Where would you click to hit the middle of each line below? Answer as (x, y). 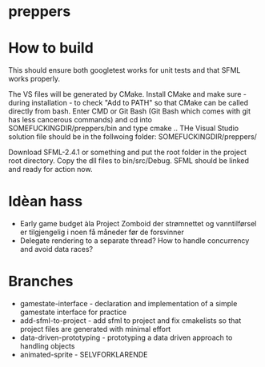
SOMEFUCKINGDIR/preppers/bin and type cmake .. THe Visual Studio (123, 128)
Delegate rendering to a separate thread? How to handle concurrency (135, 241)
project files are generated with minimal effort (95, 329)
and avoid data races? (56, 249)
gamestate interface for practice (73, 312)
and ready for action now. (50, 170)
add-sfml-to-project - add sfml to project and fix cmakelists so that (130, 321)
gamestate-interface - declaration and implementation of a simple (128, 303)
